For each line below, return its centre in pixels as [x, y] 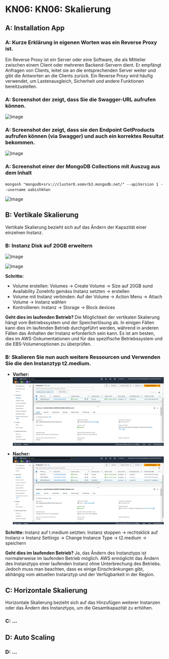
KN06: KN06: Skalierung [58, 9]
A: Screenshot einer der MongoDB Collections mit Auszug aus [83, 167]
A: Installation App [35, 28]
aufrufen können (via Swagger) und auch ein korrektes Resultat [84, 136]
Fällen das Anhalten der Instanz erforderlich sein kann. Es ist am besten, [80, 333]
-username [16, 190]
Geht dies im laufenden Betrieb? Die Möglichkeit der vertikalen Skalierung [82, 317]
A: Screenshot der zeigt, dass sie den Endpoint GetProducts [80, 130]
